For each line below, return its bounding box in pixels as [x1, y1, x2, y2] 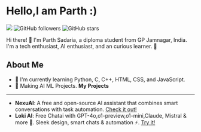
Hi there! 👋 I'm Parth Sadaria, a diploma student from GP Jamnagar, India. [6, 36, 187, 43]
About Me [6, 60, 44, 70]
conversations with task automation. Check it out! [14, 106, 137, 113]
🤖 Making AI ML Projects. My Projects [14, 82, 109, 89]
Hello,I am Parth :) [6, 4, 98, 18]
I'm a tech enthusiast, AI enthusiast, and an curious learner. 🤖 [6, 42, 157, 50]
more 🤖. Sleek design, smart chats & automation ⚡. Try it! [14, 118, 156, 126]
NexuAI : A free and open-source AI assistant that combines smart [14, 99, 178, 106]
